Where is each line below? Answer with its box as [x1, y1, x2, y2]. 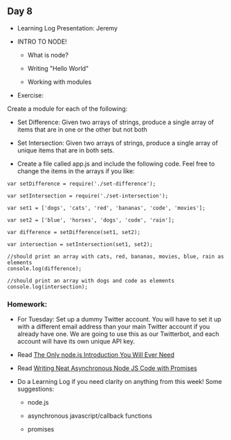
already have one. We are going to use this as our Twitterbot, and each [17, 330, 219, 338]
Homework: [7, 299, 48, 309]
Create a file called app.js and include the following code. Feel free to [17, 159, 215, 168]
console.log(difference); [7, 265, 82, 272]
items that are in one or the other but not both [17, 125, 147, 134]
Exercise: [17, 91, 44, 99]
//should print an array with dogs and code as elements [7, 277, 175, 284]
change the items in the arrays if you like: [17, 166, 135, 175]
